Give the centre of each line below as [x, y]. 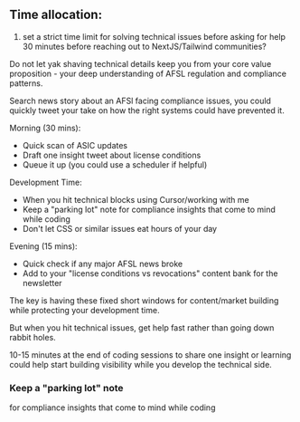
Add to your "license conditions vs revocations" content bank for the [150, 273]
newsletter [42, 283]
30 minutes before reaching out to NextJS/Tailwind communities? [144, 46]
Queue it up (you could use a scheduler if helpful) [115, 164]
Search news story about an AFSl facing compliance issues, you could [140, 101]
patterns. [26, 83]
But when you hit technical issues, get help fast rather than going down [142, 327]
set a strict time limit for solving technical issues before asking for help [154, 36]
